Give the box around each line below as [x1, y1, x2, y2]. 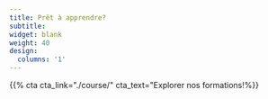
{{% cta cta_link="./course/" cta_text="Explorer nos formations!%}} [9, 80, 259, 90]
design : [9, 47, 39, 56]
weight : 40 [9, 38, 50, 48]
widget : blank [9, 30, 63, 39]
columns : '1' [17, 55, 67, 64]
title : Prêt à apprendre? [9, 13, 106, 22]
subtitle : [9, 22, 47, 31]
